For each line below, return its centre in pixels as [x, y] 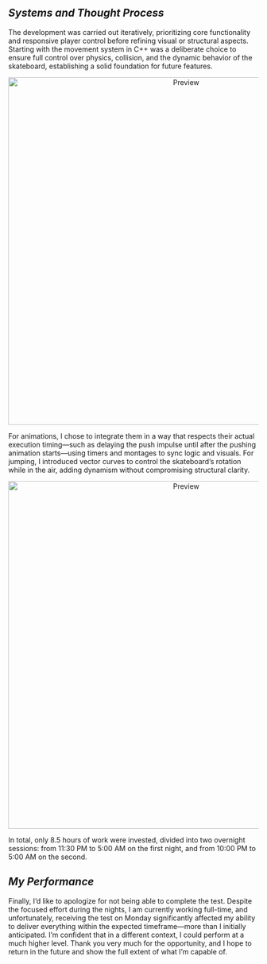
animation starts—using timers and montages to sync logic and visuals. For [131, 453]
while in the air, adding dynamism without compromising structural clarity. [129, 470]
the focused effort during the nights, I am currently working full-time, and [128, 909]
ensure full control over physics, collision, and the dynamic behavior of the [130, 57]
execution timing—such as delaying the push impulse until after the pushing [132, 444]
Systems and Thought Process [86, 13]
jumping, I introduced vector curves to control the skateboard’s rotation [125, 461]
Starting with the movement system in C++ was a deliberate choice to [122, 49]
